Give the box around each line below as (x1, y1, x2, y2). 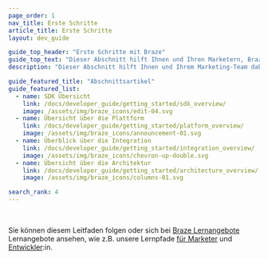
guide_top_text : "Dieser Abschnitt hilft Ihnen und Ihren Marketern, (8, 56, 245, 64)
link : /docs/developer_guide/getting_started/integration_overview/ (22, 144, 255, 152)
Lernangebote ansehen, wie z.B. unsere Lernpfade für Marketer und (8, 234, 233, 243)
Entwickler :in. (8, 242, 53, 252)
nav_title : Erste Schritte (8, 19, 98, 27)
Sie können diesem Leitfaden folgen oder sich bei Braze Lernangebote (8, 226, 240, 235)
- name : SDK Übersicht (15, 92, 91, 100)
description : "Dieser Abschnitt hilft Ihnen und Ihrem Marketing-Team (8, 63, 248, 72)
